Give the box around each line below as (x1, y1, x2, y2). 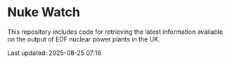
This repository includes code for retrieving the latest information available (7, 27, 224, 36)
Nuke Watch (7, 4, 81, 20)
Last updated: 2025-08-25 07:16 (7, 49, 102, 57)
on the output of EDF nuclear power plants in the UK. (7, 34, 160, 43)
